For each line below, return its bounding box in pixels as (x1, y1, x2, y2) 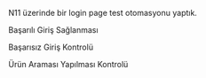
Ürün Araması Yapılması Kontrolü (8, 59, 129, 69)
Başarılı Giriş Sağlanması (8, 25, 99, 35)
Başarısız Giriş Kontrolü (8, 42, 94, 52)
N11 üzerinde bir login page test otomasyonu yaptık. (8, 8, 197, 18)
